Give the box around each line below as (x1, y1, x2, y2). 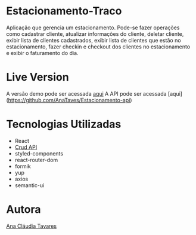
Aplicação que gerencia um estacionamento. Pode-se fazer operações (6, 24, 180, 31)
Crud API (14, 144, 38, 151)
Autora (6, 203, 41, 216)
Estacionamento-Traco (6, 4, 122, 18)
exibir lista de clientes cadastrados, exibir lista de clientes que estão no (6, 36, 181, 44)
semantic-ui (14, 181, 45, 189)
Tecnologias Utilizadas (6, 118, 122, 131)
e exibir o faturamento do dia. (6, 49, 79, 56)
